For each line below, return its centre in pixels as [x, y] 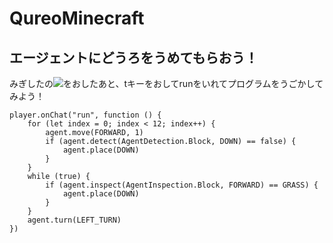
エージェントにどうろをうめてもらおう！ [134, 57]
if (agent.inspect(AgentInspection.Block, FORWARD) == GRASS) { [182, 185]
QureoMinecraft [77, 18]
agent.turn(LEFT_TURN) [74, 220]
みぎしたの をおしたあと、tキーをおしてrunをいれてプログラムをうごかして [166, 83]
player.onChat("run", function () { [85, 115]
